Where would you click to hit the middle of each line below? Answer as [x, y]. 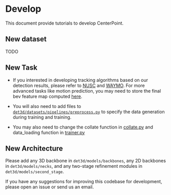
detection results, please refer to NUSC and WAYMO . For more [79, 85]
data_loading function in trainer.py [49, 132]
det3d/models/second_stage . [35, 171]
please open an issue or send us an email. [50, 187]
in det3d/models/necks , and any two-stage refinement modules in [74, 166]
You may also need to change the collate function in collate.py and [83, 127]
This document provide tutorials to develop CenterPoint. [65, 23]
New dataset [26, 39]
